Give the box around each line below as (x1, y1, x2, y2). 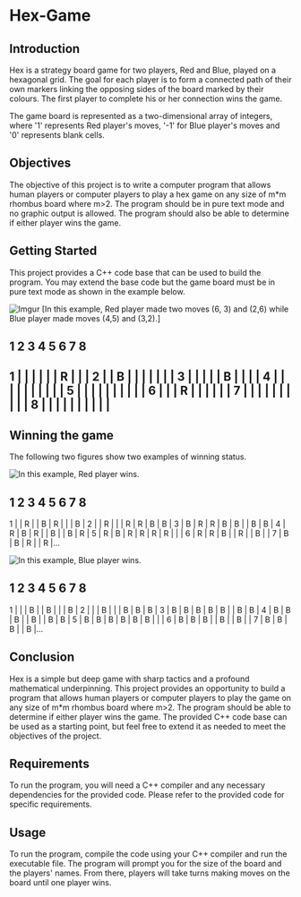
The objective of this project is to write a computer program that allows (9, 179, 271, 190)
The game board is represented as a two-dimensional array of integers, (9, 111, 273, 121)
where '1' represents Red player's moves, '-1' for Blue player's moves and (9, 120, 280, 131)
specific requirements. (9, 799, 92, 810)
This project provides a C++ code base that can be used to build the (9, 267, 262, 278)
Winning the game (9, 427, 115, 443)
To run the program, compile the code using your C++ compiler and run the (9, 849, 288, 859)
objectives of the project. (9, 730, 102, 741)
